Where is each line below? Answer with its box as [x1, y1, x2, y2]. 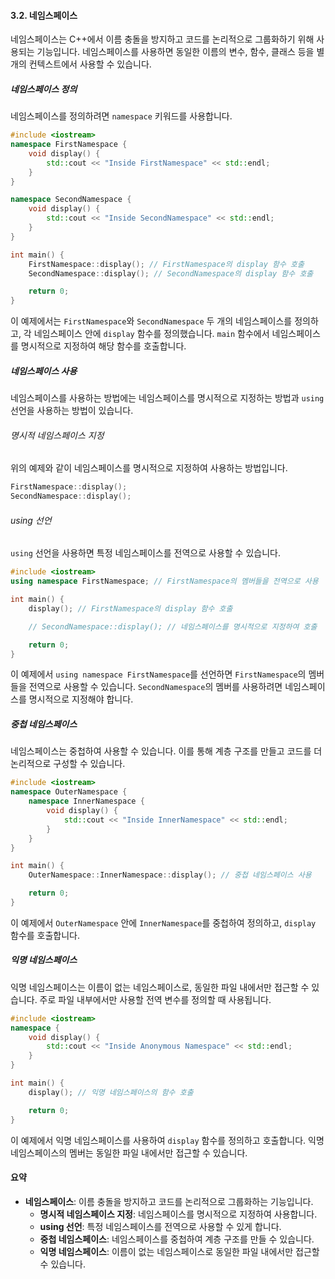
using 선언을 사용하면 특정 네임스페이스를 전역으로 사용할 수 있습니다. [10, 547, 281, 559]
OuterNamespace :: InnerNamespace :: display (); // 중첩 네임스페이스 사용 [28, 870, 312, 880]
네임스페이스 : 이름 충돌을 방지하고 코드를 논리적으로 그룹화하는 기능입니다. [24, 1195, 314, 1207]
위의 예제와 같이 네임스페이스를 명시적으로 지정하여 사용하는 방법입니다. [10, 462, 288, 474]
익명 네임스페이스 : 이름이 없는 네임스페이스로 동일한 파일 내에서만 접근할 [39, 1245, 320, 1257]
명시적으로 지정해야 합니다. [28, 693, 134, 705]
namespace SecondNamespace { [10, 195, 132, 205]
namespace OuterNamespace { [10, 787, 128, 797]
